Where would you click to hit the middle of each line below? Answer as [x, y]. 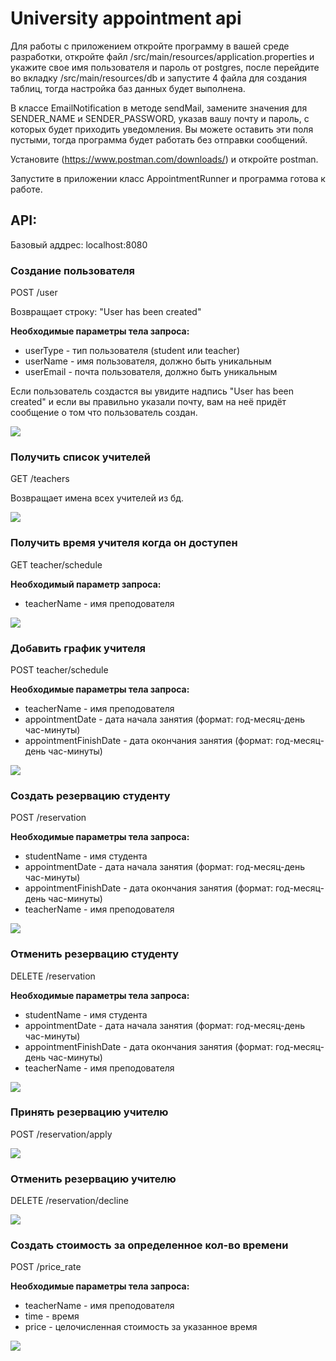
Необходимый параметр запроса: [86, 584]
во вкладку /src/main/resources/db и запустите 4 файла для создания [159, 78]
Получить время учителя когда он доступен [124, 543]
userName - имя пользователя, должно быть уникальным [148, 361]
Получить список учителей [80, 457]
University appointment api [126, 18]
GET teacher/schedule [56, 564]
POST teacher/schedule [59, 669]
